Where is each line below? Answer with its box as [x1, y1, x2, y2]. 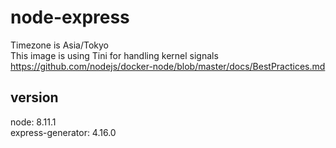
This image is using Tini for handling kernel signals [10, 49, 219, 61]
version [10, 89, 59, 106]
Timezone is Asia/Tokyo [10, 39, 110, 51]
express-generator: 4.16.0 [10, 126, 117, 138]
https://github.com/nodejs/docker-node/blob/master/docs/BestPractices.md [10, 60, 326, 72]
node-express [10, 6, 130, 29]
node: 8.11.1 [10, 116, 57, 128]
